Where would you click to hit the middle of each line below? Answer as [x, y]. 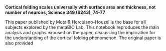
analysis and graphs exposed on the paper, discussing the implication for [80, 32]
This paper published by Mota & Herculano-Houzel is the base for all [76, 22]
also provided [19, 43]
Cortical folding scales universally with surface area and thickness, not [81, 7]
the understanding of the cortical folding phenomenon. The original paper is [83, 38]
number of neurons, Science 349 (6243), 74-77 [55, 12]
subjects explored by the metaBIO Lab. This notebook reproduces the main [82, 27]
